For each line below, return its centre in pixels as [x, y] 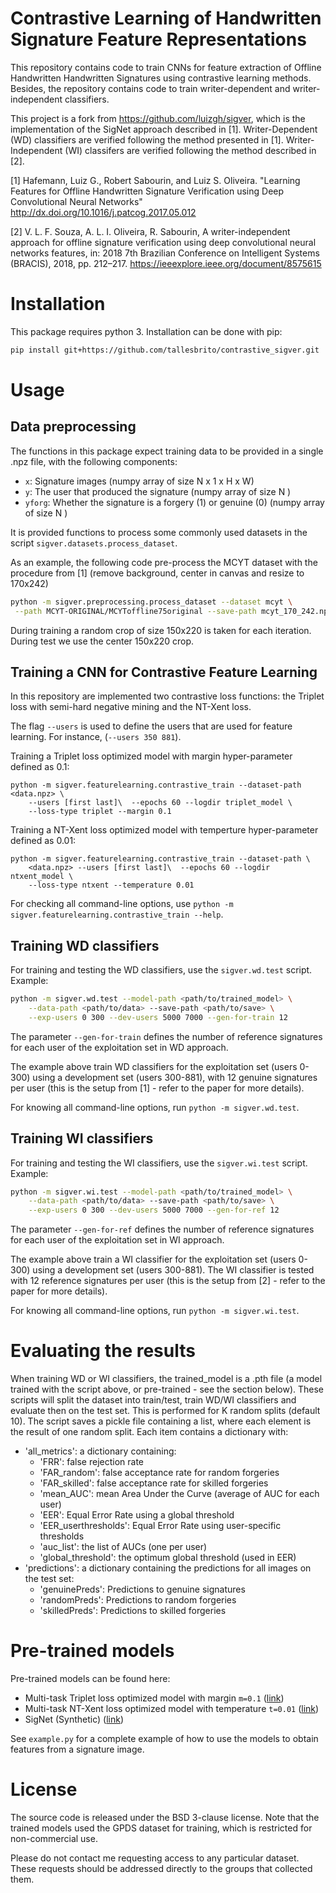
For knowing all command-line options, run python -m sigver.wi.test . [155, 1311]
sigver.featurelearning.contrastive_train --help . [117, 914]
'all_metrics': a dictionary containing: [100, 1451]
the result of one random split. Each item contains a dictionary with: [149, 1432]
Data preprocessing [73, 427]
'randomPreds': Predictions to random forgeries [138, 1600]
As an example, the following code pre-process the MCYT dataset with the [164, 562]
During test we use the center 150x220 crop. [102, 641]
